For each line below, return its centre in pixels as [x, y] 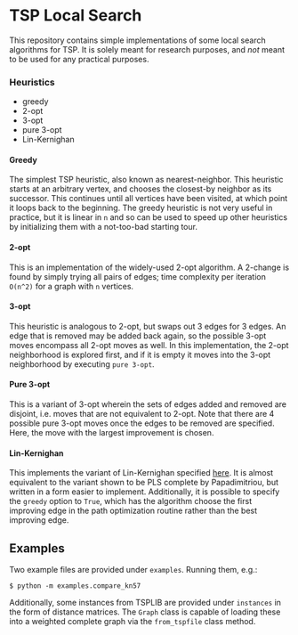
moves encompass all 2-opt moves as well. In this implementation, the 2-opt [149, 345]
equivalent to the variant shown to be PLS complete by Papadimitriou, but [144, 483]
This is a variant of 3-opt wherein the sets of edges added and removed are [148, 404]
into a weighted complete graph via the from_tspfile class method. [133, 622]
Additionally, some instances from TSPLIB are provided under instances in [145, 603]
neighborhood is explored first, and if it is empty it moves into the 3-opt [140, 354]
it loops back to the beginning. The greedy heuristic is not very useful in [141, 208]
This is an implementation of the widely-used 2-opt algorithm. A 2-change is [149, 267]
